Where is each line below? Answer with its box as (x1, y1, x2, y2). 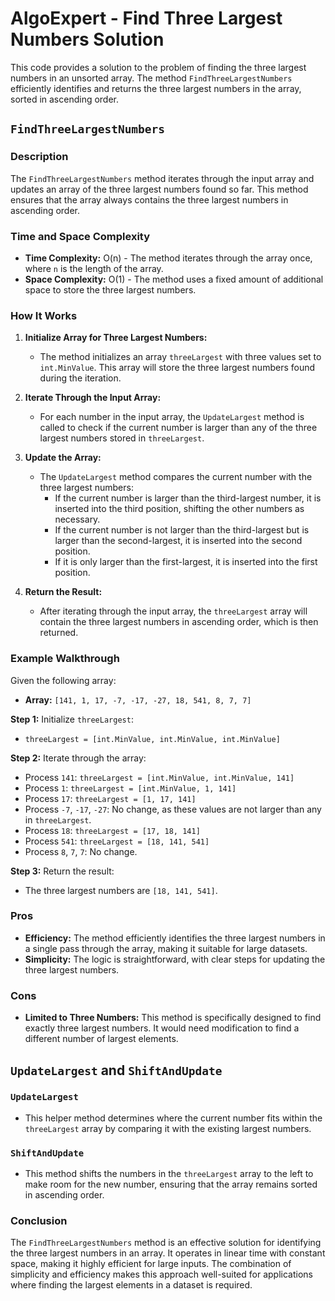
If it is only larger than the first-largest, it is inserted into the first (54, 556, 318, 568)
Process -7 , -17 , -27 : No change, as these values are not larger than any (24, 803, 322, 815)
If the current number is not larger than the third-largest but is (54, 524, 310, 536)
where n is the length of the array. (24, 262, 164, 274)
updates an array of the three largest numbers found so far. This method (10, 183, 309, 195)
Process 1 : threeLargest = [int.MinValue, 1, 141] (24, 782, 237, 794)
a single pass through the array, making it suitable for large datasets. (24, 942, 308, 954)
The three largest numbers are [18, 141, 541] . (24, 884, 218, 896)
